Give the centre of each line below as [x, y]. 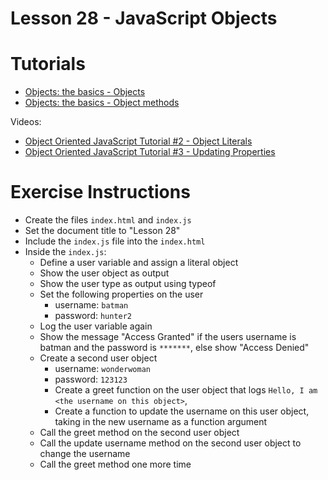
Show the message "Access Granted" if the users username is [168, 337]
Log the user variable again [96, 326]
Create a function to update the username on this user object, [182, 411]
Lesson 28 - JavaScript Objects [144, 18]
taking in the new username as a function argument [161, 422]
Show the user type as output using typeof [128, 284]
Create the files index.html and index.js [108, 220]
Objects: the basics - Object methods [102, 103]
